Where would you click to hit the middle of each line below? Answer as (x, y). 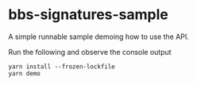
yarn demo (25, 73)
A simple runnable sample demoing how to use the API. (98, 37)
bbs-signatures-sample (88, 15)
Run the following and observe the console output (90, 52)
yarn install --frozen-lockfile (62, 66)
